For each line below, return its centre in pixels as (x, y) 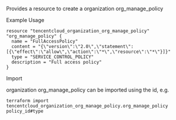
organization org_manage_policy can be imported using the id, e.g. (88, 90)
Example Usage (25, 20)
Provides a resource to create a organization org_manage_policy (85, 9)
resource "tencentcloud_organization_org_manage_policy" (78, 31)
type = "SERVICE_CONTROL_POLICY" (53, 57)
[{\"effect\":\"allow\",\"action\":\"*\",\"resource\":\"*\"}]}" (88, 52)
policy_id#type (25, 111)
